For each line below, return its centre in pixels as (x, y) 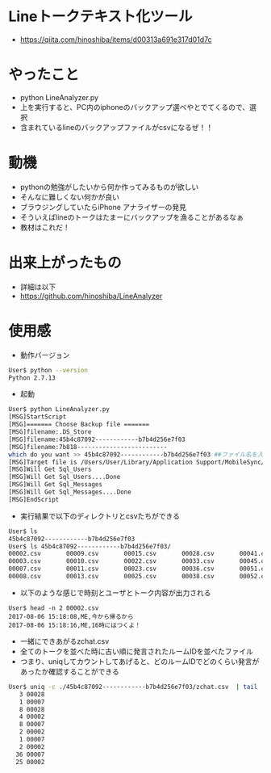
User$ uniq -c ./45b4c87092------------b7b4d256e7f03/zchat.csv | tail (133, 687)
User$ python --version (48, 370)
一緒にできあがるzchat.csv (65, 641)
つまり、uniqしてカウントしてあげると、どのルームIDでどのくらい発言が (140, 661)
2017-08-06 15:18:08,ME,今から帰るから (71, 616)
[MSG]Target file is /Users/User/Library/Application (101, 462)
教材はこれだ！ (45, 227)
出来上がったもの (65, 263)
